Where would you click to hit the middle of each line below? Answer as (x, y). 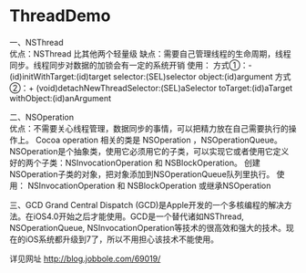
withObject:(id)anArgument (61, 98)
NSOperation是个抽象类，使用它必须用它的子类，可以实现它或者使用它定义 (149, 151)
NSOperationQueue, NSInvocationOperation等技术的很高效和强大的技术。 (148, 227)
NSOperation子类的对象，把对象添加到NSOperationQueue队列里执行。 (142, 173)
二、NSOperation (42, 117)
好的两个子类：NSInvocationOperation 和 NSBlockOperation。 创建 (135, 163)
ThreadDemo (60, 16)
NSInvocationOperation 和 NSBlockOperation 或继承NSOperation (149, 185)
